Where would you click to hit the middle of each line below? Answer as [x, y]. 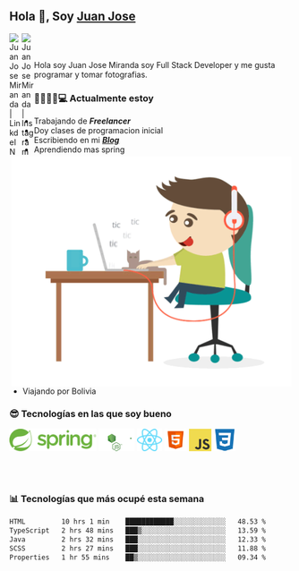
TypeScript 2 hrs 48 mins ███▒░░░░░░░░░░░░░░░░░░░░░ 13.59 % [138, 531]
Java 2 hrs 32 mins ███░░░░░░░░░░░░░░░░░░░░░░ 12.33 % [138, 540]
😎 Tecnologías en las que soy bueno [90, 414]
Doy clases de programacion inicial [99, 131]
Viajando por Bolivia [59, 391]
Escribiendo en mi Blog [77, 141]
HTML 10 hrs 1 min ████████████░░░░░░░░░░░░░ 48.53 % [138, 522]
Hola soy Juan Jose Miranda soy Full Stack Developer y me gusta [155, 64]
